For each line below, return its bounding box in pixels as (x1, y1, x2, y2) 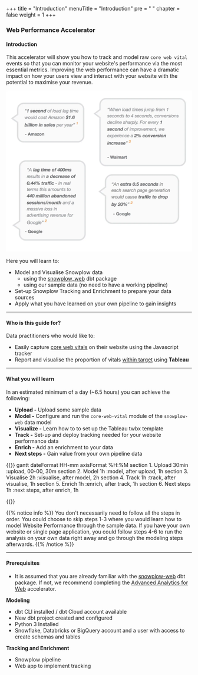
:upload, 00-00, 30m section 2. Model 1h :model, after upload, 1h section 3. (6, 467, 189, 475)
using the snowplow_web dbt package (23, 275, 117, 282)
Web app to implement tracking (14, 662, 91, 669)
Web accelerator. (14, 585, 57, 592)
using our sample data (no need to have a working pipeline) (23, 281, 168, 288)
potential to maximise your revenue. (6, 79, 93, 86)
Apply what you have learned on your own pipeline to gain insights (14, 300, 177, 307)
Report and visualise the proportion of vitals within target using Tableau (14, 356, 189, 363)
